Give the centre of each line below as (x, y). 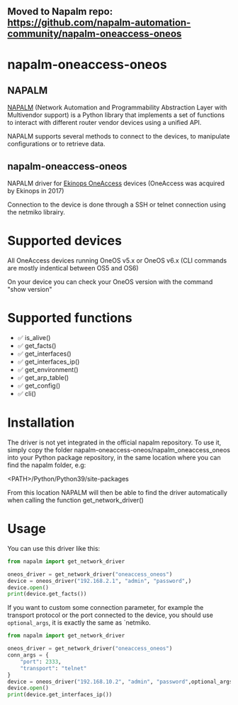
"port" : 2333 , (41, 662)
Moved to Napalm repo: (60, 12)
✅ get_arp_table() (43, 378)
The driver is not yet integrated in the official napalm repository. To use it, (114, 442)
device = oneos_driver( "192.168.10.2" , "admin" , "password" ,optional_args (120, 682)
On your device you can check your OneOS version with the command (110, 282)
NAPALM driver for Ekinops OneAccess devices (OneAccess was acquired (116, 183)
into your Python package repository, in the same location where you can (114, 458)
